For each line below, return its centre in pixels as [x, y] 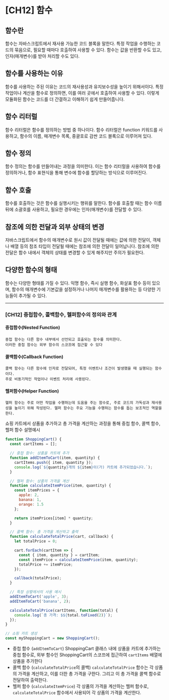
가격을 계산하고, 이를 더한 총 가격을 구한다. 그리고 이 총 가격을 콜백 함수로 [90, 674]
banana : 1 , [30, 500]
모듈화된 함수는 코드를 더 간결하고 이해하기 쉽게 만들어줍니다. [65, 99]
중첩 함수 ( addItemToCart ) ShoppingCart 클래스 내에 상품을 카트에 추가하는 [87, 649]
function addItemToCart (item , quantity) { [55, 458]
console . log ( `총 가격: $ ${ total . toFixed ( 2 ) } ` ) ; [63, 615]
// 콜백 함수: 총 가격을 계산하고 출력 [44, 532]
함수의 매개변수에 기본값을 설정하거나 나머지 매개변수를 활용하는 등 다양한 [84, 289]
